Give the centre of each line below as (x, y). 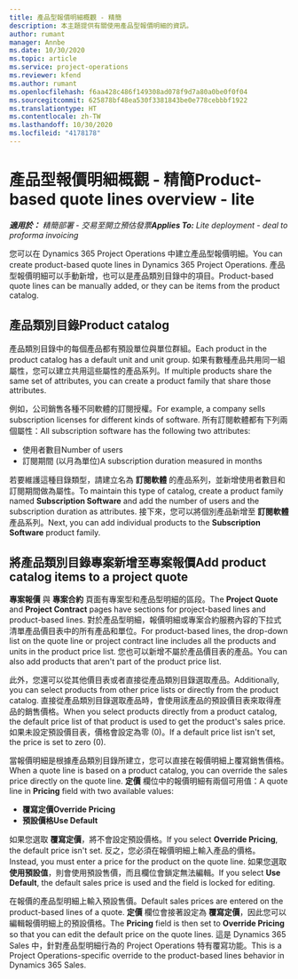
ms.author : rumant (43, 84)
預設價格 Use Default (60, 821)
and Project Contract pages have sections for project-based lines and (137, 609)
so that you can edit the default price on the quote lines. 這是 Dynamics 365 (148, 935)
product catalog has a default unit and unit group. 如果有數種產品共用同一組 (147, 359)
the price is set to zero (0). (58, 742)
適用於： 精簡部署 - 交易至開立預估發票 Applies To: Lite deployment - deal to (149, 225)
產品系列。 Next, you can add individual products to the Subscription (135, 522)
